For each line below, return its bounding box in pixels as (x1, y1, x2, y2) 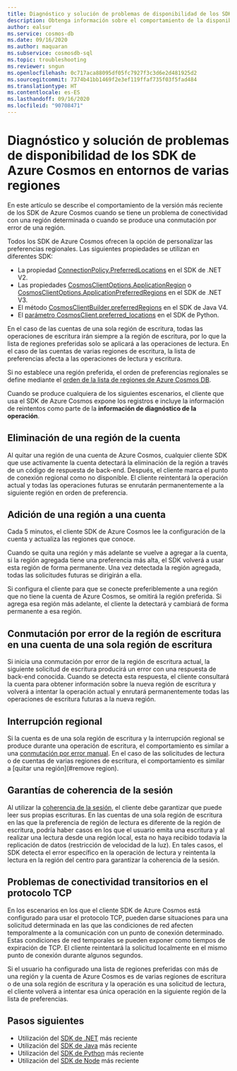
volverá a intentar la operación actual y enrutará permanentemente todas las (7, 687, 230, 696)
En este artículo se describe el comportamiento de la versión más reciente (7, 200, 224, 209)
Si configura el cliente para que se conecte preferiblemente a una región (7, 585, 219, 593)
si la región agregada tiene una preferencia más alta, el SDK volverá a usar (7, 556, 224, 564)
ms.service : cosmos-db (7, 30, 74, 37)
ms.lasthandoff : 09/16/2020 (7, 96, 90, 103)
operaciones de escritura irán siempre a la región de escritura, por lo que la (7, 332, 227, 340)
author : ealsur (7, 23, 52, 30)
